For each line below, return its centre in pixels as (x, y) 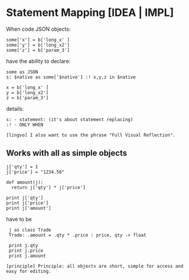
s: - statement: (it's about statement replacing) (70, 119)
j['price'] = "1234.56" (35, 172)
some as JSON (22, 72)
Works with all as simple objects (67, 153)
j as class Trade (30, 230)
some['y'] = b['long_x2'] (38, 45)
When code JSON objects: (38, 29)
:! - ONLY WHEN (25, 125)
